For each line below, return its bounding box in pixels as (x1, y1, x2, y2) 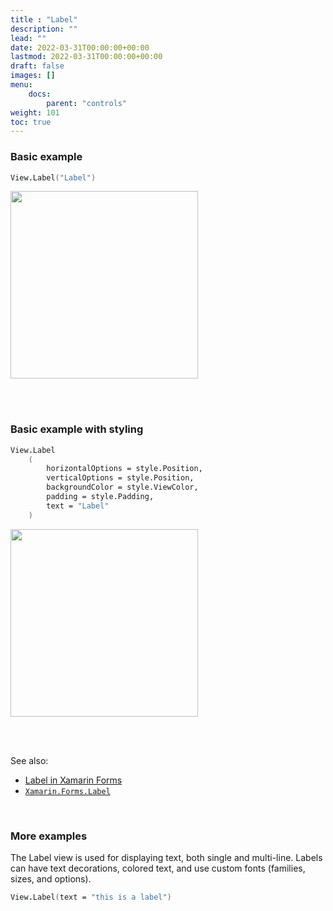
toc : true (10, 117, 52, 127)
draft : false (10, 61, 65, 71)
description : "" (10, 24, 78, 34)
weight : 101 (10, 107, 60, 118)
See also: (10, 754, 49, 766)
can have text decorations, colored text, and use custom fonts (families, (10, 862, 306, 875)
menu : (10, 80, 33, 90)
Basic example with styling (10, 422, 144, 436)
